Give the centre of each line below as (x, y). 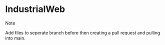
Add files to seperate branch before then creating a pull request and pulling (83, 32)
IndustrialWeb (35, 9)
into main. (15, 38)
